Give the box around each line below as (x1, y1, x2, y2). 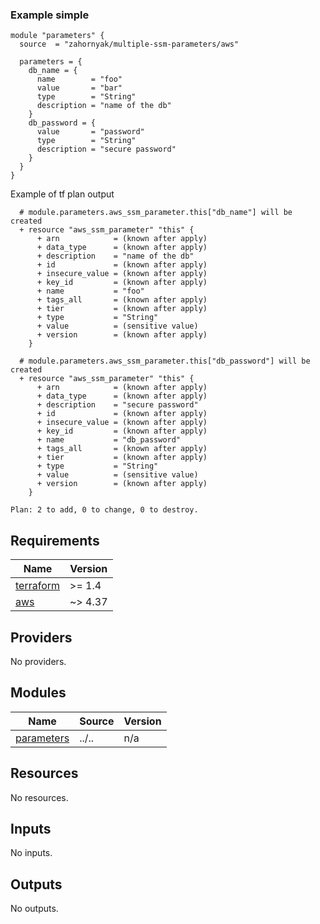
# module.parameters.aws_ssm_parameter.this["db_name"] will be (19, 208, 293, 218)
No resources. (10, 791, 69, 803)
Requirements (10, 532, 100, 549)
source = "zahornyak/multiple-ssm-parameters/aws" (19, 39, 240, 50)
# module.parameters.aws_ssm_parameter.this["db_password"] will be (19, 356, 311, 367)
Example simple (10, 8, 90, 22)
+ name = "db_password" (36, 435, 182, 445)
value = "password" (36, 127, 145, 137)
